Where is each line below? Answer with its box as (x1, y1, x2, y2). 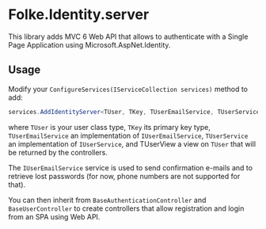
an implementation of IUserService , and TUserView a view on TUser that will (8, 139, 256, 148)
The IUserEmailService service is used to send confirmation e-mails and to (8, 162, 253, 172)
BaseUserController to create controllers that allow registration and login (8, 204, 245, 213)
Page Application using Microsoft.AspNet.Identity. (8, 40, 171, 49)
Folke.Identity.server (8, 6, 150, 24)
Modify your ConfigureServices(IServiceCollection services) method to (8, 84, 248, 94)
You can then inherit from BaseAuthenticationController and (8, 195, 207, 204)
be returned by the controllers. (8, 147, 108, 157)
